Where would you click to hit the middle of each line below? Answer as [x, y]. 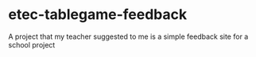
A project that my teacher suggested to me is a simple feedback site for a [128, 36]
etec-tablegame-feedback [98, 15]
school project [32, 44]
